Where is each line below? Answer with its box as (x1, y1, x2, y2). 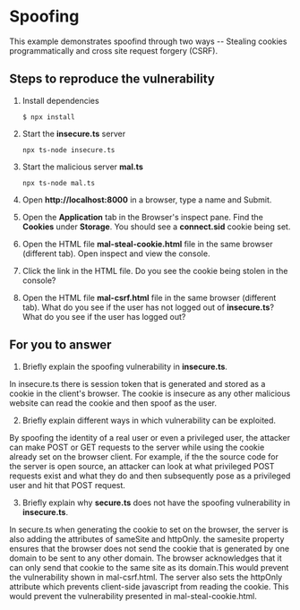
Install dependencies (21, 95, 100, 106)
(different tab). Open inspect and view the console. (21, 248, 210, 259)
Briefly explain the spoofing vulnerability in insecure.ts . (21, 361, 228, 372)
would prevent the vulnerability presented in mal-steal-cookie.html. (9, 590, 257, 601)
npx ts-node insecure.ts (21, 145, 116, 154)
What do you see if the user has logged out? (21, 311, 186, 322)
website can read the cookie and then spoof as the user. (9, 397, 218, 408)
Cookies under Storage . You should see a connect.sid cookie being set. (21, 221, 291, 232)
